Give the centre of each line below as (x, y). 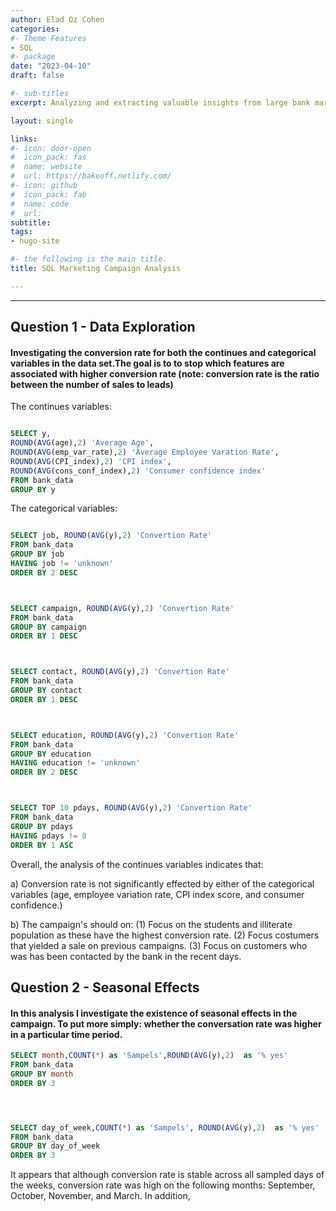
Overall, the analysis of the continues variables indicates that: (137, 864)
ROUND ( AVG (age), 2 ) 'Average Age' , (82, 443)
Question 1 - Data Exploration (103, 327)
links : (24, 139)
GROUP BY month (42, 1074)
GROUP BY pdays (42, 826)
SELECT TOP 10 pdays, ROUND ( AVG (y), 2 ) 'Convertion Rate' (131, 808)
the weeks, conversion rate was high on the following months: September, (163, 1185)
